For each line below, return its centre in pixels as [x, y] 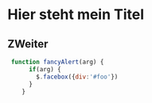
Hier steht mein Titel [76, 15]
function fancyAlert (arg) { [57, 62]
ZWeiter [28, 44]
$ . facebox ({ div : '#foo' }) [77, 77]
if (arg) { [45, 69]
